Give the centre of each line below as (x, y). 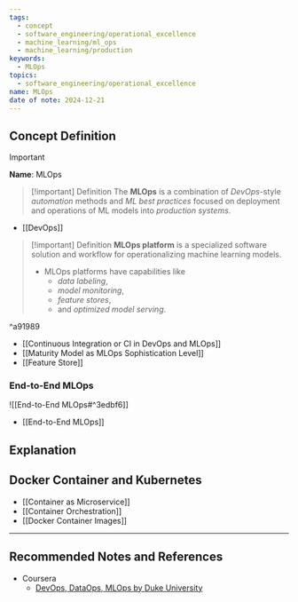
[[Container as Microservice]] (76, 502)
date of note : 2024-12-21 (57, 100)
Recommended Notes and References (116, 557)
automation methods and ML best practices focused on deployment (155, 202)
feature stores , (84, 300)
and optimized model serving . (112, 309)
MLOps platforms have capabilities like (115, 272)
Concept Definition (63, 135)
